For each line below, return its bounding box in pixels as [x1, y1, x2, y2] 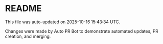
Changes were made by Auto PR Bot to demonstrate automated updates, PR [5, 28, 159, 34]
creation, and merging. [5, 33, 51, 39]
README [5, 3, 42, 14]
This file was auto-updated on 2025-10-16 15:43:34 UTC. [5, 19, 120, 25]
